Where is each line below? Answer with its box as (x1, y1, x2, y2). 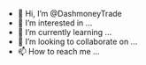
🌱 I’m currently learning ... (17, 27, 112, 37)
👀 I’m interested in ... (17, 18, 93, 28)
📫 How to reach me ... (17, 47, 100, 56)
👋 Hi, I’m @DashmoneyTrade (17, 9, 122, 18)
